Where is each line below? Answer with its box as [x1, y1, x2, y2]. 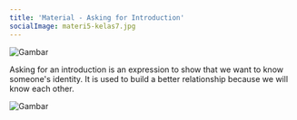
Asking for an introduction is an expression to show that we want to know [9, 64, 284, 75]
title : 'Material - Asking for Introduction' [9, 13, 184, 23]
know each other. [9, 83, 74, 94]
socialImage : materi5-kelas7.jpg [9, 22, 136, 31]
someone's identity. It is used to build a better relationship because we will [9, 73, 289, 84]
